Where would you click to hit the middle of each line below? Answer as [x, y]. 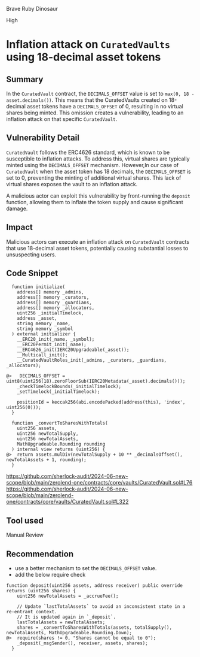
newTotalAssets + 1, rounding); [46, 460]
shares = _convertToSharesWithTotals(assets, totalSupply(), [94, 628]
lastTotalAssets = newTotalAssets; [61, 622]
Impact [19, 227]
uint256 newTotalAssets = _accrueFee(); [68, 596]
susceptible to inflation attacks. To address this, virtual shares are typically [98, 159]
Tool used [25, 520]
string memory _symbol [45, 329]
